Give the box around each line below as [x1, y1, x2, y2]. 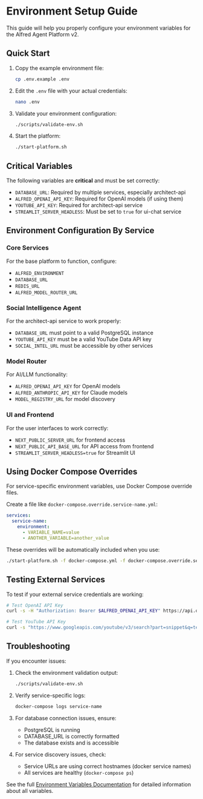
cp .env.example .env [14, 76, 69, 82]
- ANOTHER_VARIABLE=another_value [22, 535, 110, 541]
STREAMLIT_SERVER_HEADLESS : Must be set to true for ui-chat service [14, 208, 182, 216]
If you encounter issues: [6, 657, 66, 665]
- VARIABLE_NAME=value [22, 529, 80, 535]
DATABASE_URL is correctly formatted [24, 732, 120, 740]
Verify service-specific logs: [14, 692, 86, 699]
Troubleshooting [6, 641, 71, 652]
